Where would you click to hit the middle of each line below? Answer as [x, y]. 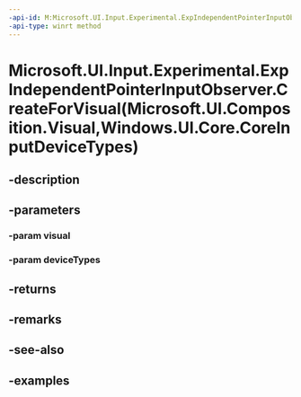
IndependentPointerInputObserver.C [148, 89]
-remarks [35, 320]
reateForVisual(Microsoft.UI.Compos [150, 108]
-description [44, 180]
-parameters [44, 211]
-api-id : [25, 18]
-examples [39, 380]
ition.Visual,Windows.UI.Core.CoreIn [150, 128]
